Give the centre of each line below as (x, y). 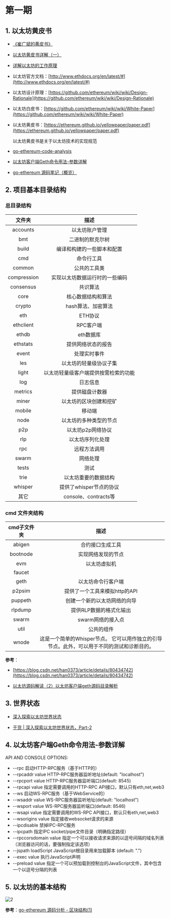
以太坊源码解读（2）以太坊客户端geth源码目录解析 (65, 685)
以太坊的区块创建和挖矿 (89, 401)
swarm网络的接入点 (101, 619)
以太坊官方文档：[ (31, 76)
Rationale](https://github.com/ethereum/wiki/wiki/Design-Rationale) (83, 98)
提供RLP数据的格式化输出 (101, 610)
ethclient (23, 324)
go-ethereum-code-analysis (42, 151)
